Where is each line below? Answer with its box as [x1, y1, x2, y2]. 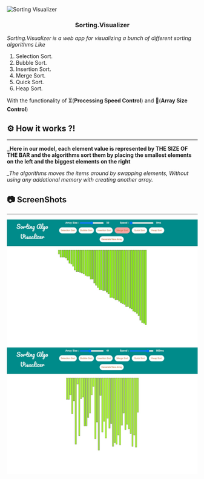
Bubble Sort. [15, 59, 47, 67]
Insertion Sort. [15, 65, 51, 73]
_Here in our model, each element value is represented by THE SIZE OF [7, 145, 188, 153]
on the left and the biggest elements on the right [7, 158, 131, 165]
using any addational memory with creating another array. [7, 176, 153, 183]
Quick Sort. [15, 79, 44, 86]
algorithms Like [7, 41, 45, 48]
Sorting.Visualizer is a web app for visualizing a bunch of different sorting [7, 35, 192, 42]
